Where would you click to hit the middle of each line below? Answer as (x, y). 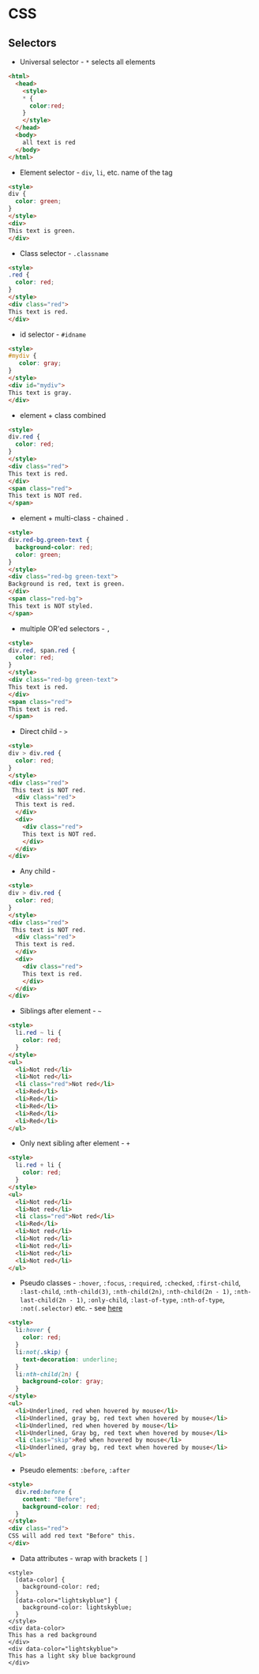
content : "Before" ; (54, 1499)
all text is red (49, 142)
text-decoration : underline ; (70, 1360)
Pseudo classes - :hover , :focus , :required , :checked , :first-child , (130, 1283)
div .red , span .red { (42, 650)
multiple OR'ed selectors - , (65, 628)
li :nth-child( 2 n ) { (47, 1374)
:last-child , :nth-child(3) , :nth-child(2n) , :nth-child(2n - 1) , (126, 1292)
